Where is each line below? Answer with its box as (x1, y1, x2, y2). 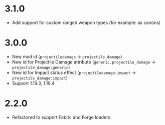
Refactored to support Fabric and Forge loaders (12, 114, 111, 120)
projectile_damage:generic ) (12, 64, 70, 70)
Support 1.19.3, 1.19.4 (12, 80, 55, 86)
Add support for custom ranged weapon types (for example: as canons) (12, 19, 161, 25)
